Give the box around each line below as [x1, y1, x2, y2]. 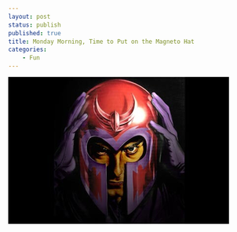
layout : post [8, 13, 51, 20]
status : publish [8, 20, 61, 29]
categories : [8, 45, 47, 54]
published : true [8, 29, 61, 37]
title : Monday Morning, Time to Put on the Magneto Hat [8, 38, 195, 45]
